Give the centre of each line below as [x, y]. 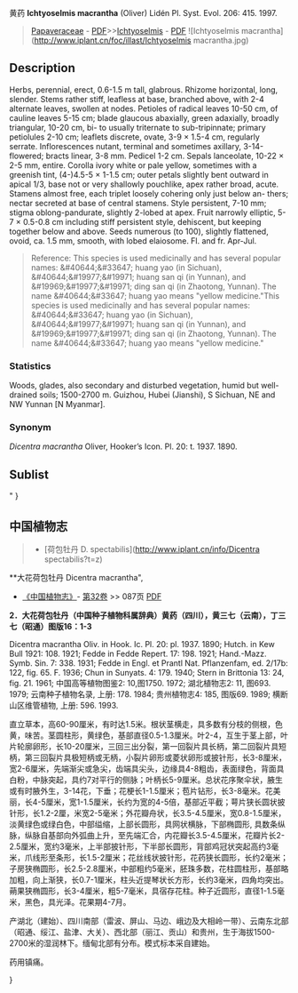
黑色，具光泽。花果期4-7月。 [78, 902]
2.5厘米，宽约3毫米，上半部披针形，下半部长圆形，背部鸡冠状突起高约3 [140, 846]
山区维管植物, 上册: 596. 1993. [64, 706]
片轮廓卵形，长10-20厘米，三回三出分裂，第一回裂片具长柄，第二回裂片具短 [148, 747]
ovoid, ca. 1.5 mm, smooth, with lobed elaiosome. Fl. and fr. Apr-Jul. [133, 240]
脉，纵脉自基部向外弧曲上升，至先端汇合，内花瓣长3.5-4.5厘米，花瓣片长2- [147, 836]
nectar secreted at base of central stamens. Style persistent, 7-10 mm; [138, 203]
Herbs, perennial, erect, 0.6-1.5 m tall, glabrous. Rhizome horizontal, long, [144, 89]
